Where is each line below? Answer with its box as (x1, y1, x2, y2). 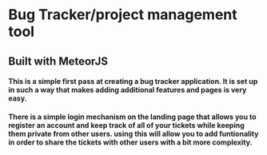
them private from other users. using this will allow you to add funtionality (8, 129, 259, 138)
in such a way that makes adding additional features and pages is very (8, 85, 247, 95)
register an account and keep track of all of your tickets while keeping (8, 120, 245, 129)
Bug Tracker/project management (8, 6, 237, 24)
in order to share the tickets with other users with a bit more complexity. (8, 137, 253, 147)
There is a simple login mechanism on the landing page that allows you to (8, 112, 257, 121)
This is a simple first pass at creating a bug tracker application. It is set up (8, 77, 258, 86)
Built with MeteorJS (8, 54, 108, 68)
